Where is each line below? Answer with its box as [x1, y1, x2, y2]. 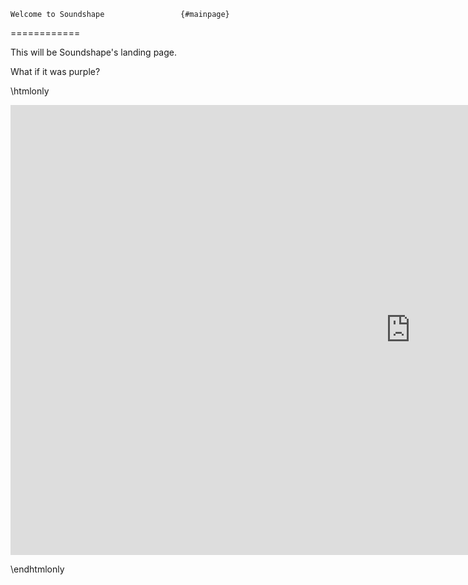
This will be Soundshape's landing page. [10, 46, 177, 58]
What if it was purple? [10, 66, 101, 77]
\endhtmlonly [10, 563, 65, 575]
